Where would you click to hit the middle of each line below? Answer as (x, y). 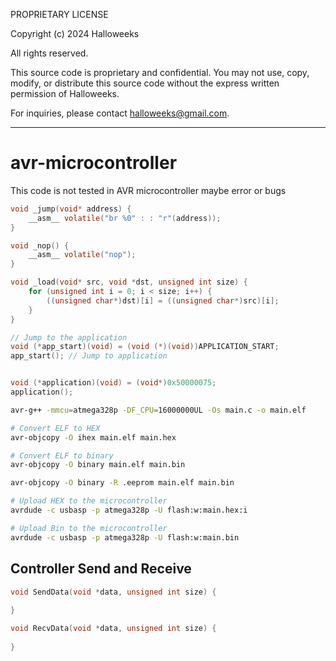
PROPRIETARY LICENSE (59, 14)
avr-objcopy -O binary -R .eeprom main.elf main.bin (122, 483)
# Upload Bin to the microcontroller (89, 528)
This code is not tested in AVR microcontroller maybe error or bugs (148, 190)
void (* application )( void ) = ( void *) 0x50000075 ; (113, 383)
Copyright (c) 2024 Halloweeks (75, 33)
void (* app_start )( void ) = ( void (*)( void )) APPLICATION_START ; (145, 347)
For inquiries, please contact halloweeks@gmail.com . (120, 113)
